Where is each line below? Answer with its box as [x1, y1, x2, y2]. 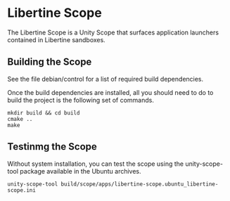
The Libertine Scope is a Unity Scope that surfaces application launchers [7, 28, 219, 37]
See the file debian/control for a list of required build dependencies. [7, 74, 204, 83]
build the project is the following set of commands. [7, 96, 155, 104]
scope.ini [7, 186, 37, 194]
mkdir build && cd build [7, 109, 80, 117]
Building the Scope [7, 56, 92, 68]
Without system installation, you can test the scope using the [7, 160, 184, 168]
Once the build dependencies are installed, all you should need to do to [7, 88, 214, 96]
